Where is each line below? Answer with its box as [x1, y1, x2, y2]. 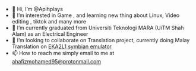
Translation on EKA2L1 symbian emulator [11, 43, 112, 50]
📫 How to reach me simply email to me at [11, 50, 115, 56]
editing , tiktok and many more [11, 18, 87, 25]
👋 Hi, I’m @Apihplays [11, 6, 64, 12]
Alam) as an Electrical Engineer [11, 31, 88, 38]
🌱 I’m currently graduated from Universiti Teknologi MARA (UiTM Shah [11, 24, 184, 31]
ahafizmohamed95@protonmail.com [11, 58, 102, 65]
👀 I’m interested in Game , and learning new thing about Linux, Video [11, 12, 180, 19]
